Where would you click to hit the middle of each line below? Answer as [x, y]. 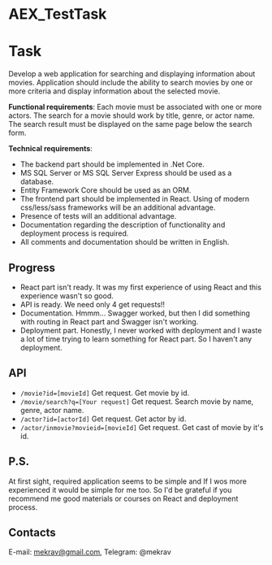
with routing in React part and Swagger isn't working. [109, 321]
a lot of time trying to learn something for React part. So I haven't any [136, 339]
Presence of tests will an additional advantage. [98, 216]
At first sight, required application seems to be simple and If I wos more [128, 481]
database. [37, 182]
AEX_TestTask [58, 14]
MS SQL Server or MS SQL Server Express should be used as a [126, 173]
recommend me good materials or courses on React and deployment [123, 498]
